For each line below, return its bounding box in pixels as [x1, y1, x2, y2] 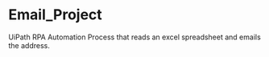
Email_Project [8, 6, 102, 24]
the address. [8, 40, 50, 50]
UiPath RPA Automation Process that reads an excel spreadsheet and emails [8, 32, 262, 42]
